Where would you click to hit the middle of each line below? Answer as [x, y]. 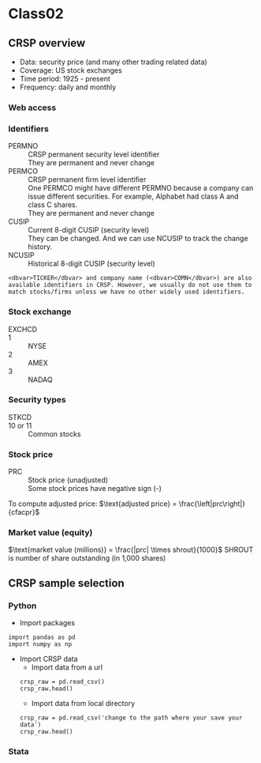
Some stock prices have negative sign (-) [95, 489]
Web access [32, 108]
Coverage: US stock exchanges [71, 70]
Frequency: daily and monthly [68, 87]
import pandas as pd [42, 637]
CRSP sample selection [66, 583]
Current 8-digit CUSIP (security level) [89, 230]
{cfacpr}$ [24, 512]
